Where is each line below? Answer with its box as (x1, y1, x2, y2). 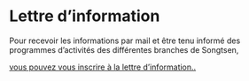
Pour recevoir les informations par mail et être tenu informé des (9, 35, 241, 46)
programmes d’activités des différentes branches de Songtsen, (9, 44, 239, 55)
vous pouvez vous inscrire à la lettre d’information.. (9, 62, 197, 72)
